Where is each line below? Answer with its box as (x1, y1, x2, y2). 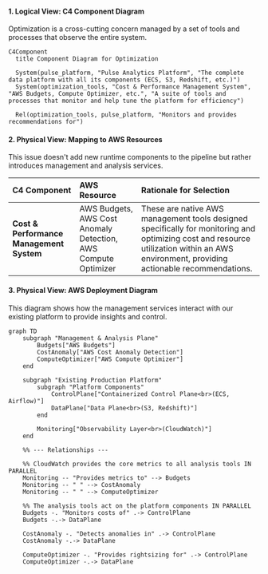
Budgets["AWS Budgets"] (37, 341, 116, 349)
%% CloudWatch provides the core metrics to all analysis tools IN (22, 460, 251, 468)
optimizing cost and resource (140, 233, 251, 244)
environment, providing (140, 253, 229, 264)
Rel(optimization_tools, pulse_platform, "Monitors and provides (15, 111, 238, 119)
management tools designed (140, 213, 249, 224)
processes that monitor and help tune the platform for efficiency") (8, 97, 245, 105)
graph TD (8, 327, 37, 335)
